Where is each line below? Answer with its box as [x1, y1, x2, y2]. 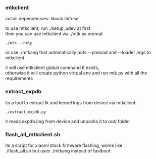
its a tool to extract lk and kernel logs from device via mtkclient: [5, 99, 137, 105]
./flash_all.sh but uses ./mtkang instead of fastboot [5, 147, 111, 153]
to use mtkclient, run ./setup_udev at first [5, 25, 91, 31]
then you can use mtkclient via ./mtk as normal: [5, 31, 103, 37]
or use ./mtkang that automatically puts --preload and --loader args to [5, 50, 151, 56]
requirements [5, 75, 33, 82]
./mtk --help [5, 41, 33, 46]
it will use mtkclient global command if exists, [5, 65, 99, 71]
